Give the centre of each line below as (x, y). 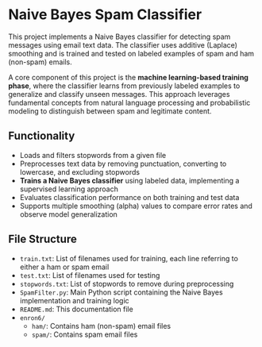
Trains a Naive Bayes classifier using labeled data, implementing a (129, 180)
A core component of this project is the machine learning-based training (128, 77)
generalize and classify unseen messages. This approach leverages (119, 94)
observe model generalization (68, 214)
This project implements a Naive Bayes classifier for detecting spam (119, 37)
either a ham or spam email (64, 267)
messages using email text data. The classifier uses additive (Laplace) (123, 44)
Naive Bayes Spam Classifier (105, 15)
